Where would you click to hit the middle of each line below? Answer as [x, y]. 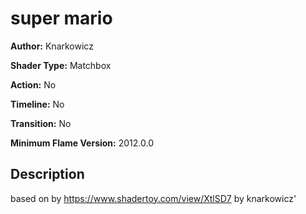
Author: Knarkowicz [52, 46]
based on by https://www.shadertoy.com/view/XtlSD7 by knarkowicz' [153, 198]
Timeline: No [37, 104]
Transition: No [41, 123]
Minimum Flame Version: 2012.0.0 [82, 143]
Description [47, 174]
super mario [61, 18]
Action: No [33, 84]
